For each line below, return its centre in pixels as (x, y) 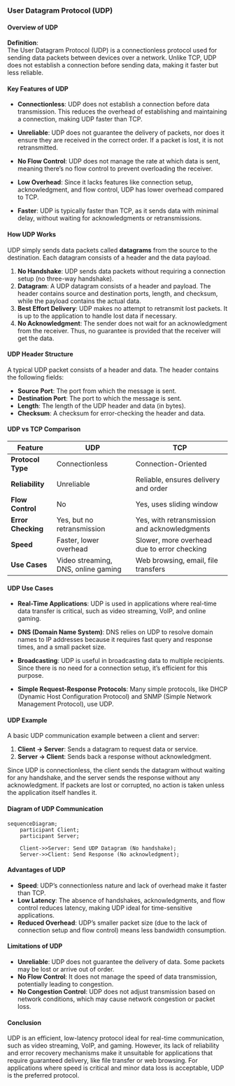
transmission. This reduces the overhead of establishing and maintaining (122, 112)
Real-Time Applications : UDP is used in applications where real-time (117, 604)
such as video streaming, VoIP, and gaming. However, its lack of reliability (113, 1046)
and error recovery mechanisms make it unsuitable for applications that (110, 1053)
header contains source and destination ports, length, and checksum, (117, 293)
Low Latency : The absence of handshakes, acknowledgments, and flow (121, 900)
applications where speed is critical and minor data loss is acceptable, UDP (116, 1068)
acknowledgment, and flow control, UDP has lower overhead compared (120, 190)
